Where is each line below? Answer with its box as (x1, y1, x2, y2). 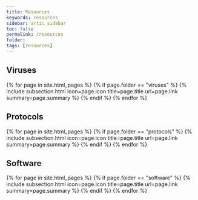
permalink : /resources (6, 32, 64, 38)
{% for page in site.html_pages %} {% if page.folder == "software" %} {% (6, 174, 191, 182)
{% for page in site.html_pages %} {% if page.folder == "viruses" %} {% (6, 81, 187, 88)
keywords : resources (6, 15, 59, 21)
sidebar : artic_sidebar (6, 20, 67, 26)
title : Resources (6, 8, 50, 15)
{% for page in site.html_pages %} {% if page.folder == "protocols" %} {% (6, 128, 193, 135)
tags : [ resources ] (6, 43, 53, 49)
